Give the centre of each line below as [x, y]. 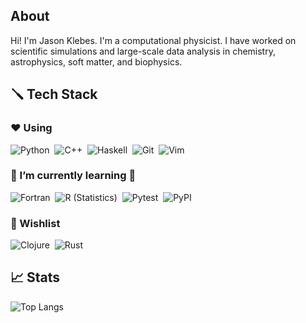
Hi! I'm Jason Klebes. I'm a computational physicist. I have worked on [153, 40]
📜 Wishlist [35, 223]
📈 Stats [35, 277]
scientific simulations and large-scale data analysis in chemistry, [143, 51]
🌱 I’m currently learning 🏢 [73, 176]
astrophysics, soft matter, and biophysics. [96, 61]
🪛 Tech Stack [54, 94]
